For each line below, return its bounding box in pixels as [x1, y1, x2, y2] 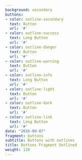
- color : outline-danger [5, 45, 57, 50]
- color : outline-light [5, 86, 55, 92]
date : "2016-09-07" [5, 128, 46, 133]
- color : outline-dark [5, 101, 52, 106]
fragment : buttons [5, 133, 43, 138]
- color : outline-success [5, 31, 59, 36]
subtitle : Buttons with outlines [5, 138, 75, 143]
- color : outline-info [5, 73, 52, 78]
